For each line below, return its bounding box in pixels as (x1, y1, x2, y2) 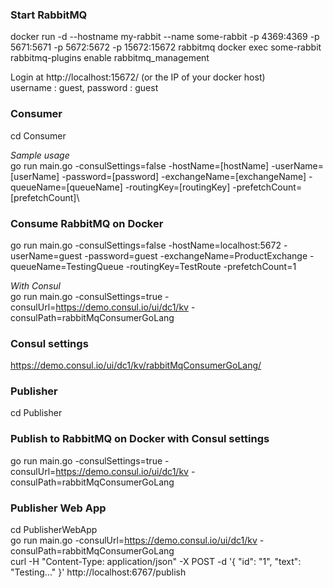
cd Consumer (10, 129, 67, 142)
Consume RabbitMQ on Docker (10, 216, 164, 230)
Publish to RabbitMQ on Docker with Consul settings (10, 432, 270, 446)
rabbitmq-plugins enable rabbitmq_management (10, 52, 210, 64)
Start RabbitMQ (10, 8, 88, 22)
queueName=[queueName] (10, 181, 123, 193)
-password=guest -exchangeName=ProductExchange (84, 249, 308, 262)
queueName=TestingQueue (10, 260, 124, 272)
